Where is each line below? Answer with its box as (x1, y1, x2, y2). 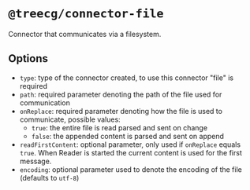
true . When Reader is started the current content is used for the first (19, 148, 242, 157)
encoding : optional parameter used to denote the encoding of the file (19, 164, 242, 174)
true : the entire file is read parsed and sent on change (31, 122, 207, 132)
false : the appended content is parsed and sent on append (31, 131, 225, 141)
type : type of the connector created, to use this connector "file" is (19, 73, 234, 82)
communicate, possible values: (19, 115, 121, 124)
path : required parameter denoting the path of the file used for (19, 90, 222, 99)
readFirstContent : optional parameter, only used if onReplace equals (19, 140, 241, 149)
